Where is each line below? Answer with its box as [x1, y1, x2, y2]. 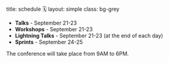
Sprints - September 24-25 [14, 38, 83, 46]
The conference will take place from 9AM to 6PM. [6, 50, 129, 57]
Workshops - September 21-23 [14, 26, 93, 32]
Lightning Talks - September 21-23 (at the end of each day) [14, 32, 164, 39]
